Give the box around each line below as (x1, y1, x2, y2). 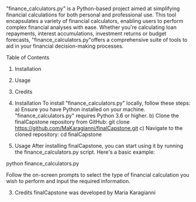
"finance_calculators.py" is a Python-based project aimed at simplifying (6, 5, 180, 12)
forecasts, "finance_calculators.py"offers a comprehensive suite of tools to (6, 37, 188, 43)
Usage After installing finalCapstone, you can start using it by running (14, 143, 184, 149)
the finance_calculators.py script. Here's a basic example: (14, 148, 155, 155)
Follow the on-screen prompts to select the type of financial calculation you (6, 171, 190, 178)
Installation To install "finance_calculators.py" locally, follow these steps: (14, 100, 191, 107)
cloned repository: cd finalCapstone (14, 131, 102, 138)
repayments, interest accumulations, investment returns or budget (6, 30, 167, 37)
